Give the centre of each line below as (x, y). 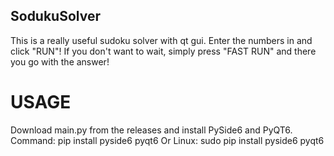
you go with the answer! (60, 61)
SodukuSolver (56, 16)
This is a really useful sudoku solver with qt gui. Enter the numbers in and (161, 40)
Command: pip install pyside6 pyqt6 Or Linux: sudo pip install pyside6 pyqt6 (167, 140)
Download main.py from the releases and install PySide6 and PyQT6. (151, 130)
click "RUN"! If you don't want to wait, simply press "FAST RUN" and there (163, 51)
